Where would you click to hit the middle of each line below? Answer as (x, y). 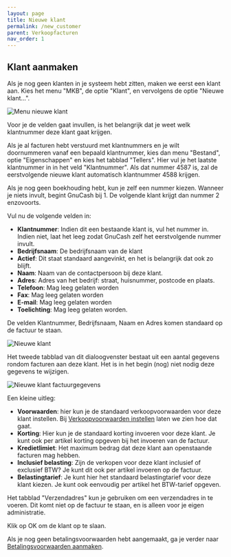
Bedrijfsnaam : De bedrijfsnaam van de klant (80, 251)
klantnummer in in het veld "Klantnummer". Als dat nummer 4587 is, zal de (112, 167)
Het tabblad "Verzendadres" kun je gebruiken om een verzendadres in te (110, 498)
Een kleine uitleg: (32, 398)
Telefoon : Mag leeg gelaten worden (68, 287)
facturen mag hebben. (48, 455)
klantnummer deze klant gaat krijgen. (59, 132)
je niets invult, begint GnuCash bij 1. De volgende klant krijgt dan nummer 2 (113, 195)
